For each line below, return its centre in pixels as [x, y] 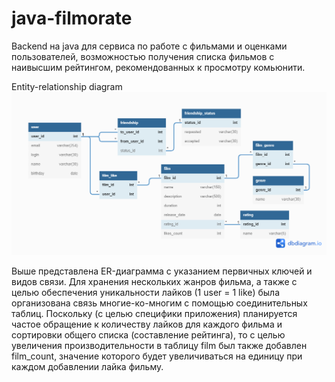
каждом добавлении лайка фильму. [87, 367]
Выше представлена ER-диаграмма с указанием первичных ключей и [162, 271]
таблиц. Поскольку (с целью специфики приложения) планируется [154, 314]
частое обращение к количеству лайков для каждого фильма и [147, 324]
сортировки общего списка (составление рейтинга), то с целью [148, 335]
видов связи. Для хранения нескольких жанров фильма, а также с [154, 282]
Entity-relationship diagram [67, 86]
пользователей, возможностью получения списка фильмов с [143, 56]
